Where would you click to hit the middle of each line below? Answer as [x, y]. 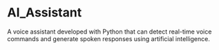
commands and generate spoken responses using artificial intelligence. [109, 38]
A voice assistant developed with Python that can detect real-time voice [109, 32]
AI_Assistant [45, 13]
